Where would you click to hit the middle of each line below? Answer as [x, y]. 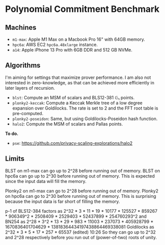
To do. [12, 133]
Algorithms [23, 65]
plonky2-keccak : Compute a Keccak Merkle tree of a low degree [77, 103]
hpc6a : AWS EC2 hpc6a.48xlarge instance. [55, 45]
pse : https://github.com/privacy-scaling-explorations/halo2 [72, 143]
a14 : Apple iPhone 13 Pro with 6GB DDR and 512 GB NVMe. [72, 50]
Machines [21, 28]
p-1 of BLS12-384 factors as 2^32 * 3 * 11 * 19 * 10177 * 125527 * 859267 [81, 211]
